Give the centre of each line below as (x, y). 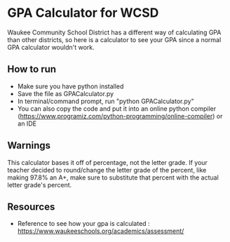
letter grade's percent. (40, 184)
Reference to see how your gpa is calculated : (83, 224)
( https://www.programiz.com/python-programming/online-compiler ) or (120, 116)
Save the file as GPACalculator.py (66, 93)
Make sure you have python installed (70, 86)
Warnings (29, 146)
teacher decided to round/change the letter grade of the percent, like (107, 170)
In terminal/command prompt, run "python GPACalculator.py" (106, 101)
